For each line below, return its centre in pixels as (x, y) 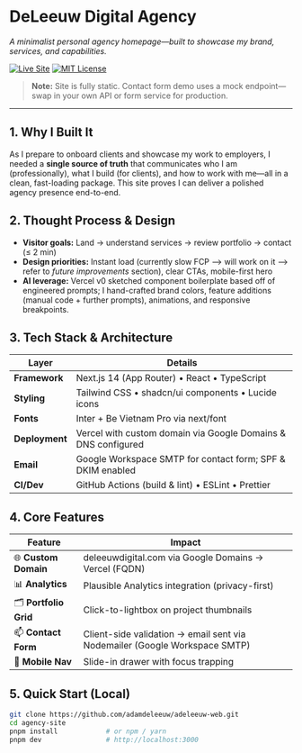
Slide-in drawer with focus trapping (159, 662)
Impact (186, 542)
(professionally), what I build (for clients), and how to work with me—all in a (149, 173)
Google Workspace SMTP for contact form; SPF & (181, 459)
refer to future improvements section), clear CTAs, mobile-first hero (147, 271)
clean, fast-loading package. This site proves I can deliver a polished (137, 183)
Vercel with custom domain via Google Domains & (181, 433)
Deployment (40, 439)
